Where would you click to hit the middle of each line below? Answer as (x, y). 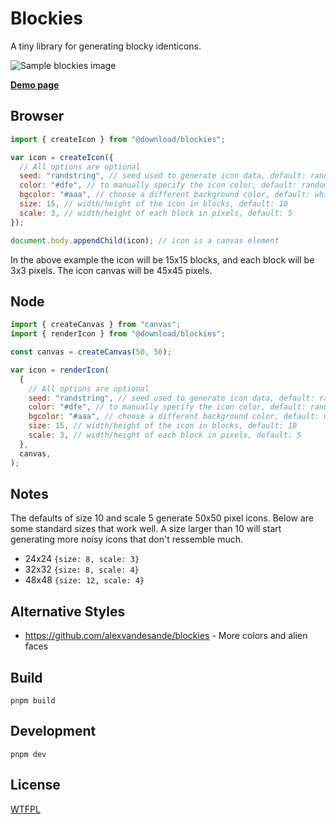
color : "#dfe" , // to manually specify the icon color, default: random (174, 185)
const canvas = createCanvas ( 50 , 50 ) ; (91, 352)
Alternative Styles (68, 611)
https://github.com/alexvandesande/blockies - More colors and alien (166, 636)
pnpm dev (28, 754)
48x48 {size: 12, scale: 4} (84, 580)
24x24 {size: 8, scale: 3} (82, 559)
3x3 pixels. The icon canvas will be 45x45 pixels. (111, 270)
